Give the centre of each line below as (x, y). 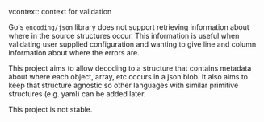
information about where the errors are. (74, 53)
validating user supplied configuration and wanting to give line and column (132, 44)
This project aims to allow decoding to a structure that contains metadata (130, 68)
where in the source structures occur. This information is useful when (124, 36)
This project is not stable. (50, 109)
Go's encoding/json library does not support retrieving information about (129, 27)
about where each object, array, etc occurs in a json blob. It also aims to (128, 77)
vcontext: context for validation (60, 12)
